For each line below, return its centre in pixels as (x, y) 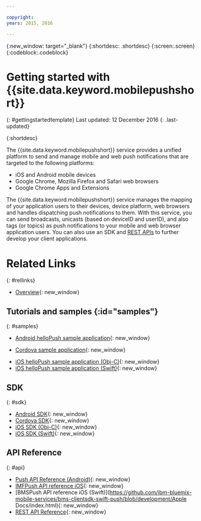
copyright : (20, 17)
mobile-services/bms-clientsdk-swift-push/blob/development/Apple (101, 498)
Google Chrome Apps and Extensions (62, 188)
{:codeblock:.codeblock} (37, 52)
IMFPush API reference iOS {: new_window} (69, 486)
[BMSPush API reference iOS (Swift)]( (62, 492)
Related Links (41, 263)
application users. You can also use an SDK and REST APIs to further (93, 232)
